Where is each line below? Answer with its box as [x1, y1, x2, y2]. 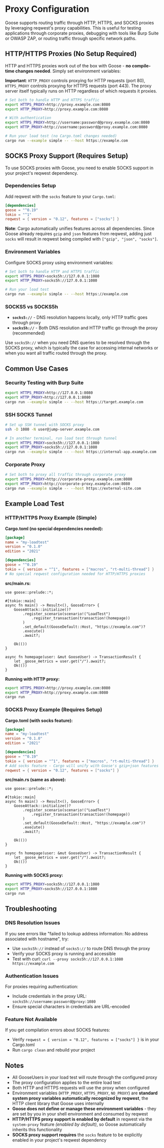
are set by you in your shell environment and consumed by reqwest [12, 1111, 148, 1117]
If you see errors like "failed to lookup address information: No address [5, 931, 148, 936]
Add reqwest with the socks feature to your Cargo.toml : [5, 193, 116, 199]
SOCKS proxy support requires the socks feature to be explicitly [12, 1132, 142, 1138]
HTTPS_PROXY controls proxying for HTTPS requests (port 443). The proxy [5, 83, 152, 89]
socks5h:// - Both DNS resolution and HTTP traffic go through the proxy [12, 325, 158, 331]
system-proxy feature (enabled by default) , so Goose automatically [12, 1121, 146, 1127]
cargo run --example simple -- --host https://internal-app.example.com [5, 449, 157, 455]
